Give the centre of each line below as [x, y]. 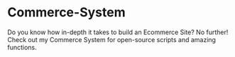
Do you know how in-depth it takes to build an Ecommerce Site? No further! [118, 32]
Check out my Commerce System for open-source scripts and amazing [112, 39]
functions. [22, 47]
